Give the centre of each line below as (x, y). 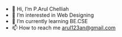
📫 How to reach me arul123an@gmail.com (64, 28)
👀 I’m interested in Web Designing (53, 15)
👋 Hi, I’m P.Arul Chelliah (40, 9)
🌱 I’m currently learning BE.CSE (50, 21)
